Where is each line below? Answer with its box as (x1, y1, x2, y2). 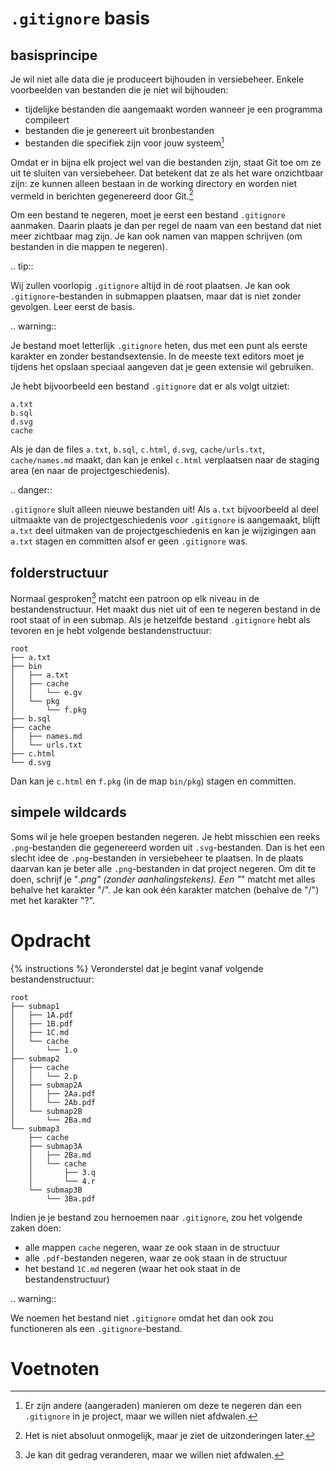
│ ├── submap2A (10, 1080, 83, 1090)
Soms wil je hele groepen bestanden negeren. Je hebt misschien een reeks (10, 830, 321, 842)
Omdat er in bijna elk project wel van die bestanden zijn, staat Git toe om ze (10, 156, 322, 168)
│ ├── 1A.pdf (10, 1010, 74, 1020)
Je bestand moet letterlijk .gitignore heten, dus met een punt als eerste (10, 340, 308, 352)
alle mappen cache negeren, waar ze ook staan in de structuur (24, 1241, 281, 1253)
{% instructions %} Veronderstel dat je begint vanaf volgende (10, 962, 264, 974)
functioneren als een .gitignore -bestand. (10, 1322, 183, 1334)
